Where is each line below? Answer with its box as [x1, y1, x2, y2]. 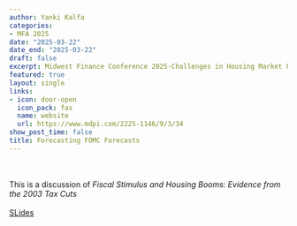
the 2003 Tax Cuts [9, 188, 78, 199]
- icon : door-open [9, 94, 77, 104]
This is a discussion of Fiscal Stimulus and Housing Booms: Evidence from [9, 178, 281, 190]
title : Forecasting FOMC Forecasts [9, 136, 141, 145]
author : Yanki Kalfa [9, 12, 86, 22]
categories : [9, 21, 53, 30]
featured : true [9, 71, 65, 79]
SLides [9, 207, 34, 217]
